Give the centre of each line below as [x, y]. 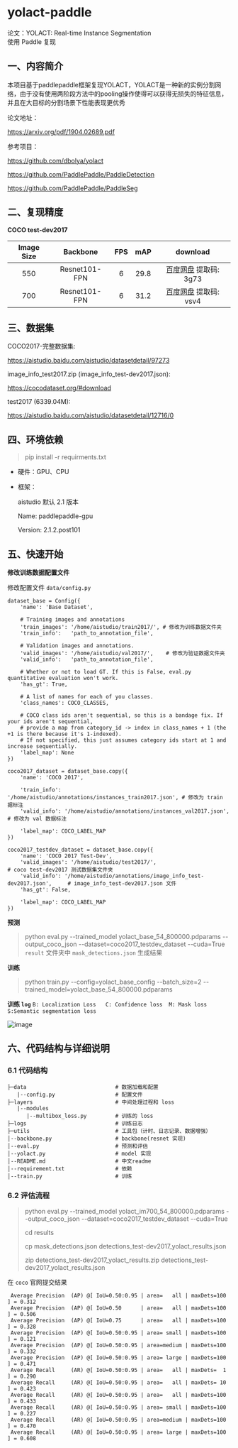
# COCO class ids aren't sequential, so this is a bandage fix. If [121, 715]
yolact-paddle [50, 12]
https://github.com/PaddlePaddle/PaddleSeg [73, 188]
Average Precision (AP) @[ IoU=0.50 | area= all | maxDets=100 [118, 1308]
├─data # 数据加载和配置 [83, 1087]
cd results [39, 1232]
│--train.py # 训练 [70, 1176]
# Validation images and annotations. [77, 646]
